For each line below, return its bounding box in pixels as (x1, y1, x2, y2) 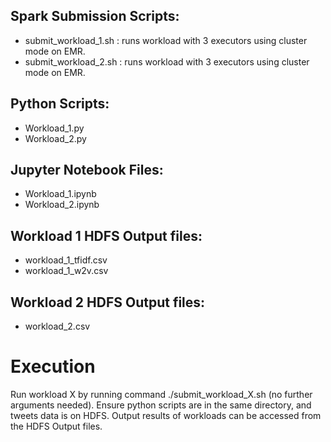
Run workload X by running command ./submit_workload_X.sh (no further (10, 389, 313, 400)
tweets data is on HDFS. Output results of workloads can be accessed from (10, 410, 322, 421)
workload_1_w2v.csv (24, 265, 109, 277)
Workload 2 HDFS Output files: (10, 294, 206, 311)
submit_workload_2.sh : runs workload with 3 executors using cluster (24, 55, 310, 68)
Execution (10, 355, 96, 378)
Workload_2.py (24, 132, 87, 144)
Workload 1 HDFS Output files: (10, 227, 203, 244)
